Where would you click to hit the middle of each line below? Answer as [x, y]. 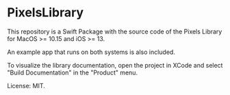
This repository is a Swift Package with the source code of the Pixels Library [115, 31]
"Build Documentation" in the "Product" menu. [73, 72]
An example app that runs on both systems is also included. [91, 52]
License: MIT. [26, 85]
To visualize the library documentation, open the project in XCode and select [115, 65]
